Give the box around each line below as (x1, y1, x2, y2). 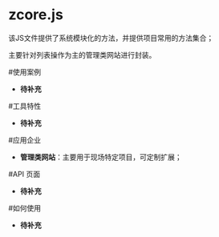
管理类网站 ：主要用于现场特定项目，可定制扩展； (19, 152, 182, 162)
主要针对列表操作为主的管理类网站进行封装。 (8, 50, 156, 59)
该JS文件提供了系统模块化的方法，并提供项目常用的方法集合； (8, 33, 214, 42)
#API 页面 (8, 169, 41, 179)
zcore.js (8, 6, 64, 24)
